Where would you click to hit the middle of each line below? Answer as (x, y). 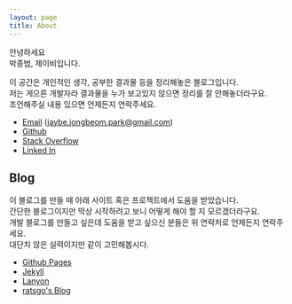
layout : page (33, 17)
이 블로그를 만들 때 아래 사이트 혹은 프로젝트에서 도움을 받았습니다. (124, 200)
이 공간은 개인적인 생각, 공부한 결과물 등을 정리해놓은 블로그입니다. (124, 82)
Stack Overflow (51, 140)
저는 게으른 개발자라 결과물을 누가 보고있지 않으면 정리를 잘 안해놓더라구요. (138, 93)
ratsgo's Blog (46, 291)
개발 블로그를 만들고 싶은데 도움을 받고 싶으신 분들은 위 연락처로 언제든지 (134, 222)
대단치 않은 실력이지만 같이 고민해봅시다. (79, 245)
